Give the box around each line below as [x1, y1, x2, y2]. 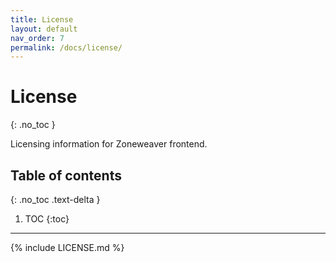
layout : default [10, 24, 78, 34]
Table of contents [10, 167, 122, 184]
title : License [10, 14, 74, 25]
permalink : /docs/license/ [10, 42, 123, 53]
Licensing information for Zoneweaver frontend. [10, 138, 208, 150]
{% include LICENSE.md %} [10, 242, 125, 253]
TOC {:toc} [24, 213, 70, 225]
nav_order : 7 [10, 33, 65, 43]
